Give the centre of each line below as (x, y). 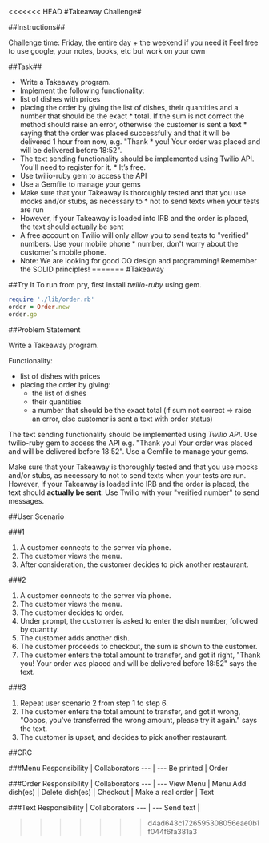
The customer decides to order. (72, 612)
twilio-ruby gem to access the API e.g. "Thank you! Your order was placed (131, 443)
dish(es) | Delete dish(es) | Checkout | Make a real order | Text (111, 792)
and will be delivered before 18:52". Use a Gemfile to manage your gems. (128, 451)
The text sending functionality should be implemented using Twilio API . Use (133, 434)
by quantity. (39, 629)
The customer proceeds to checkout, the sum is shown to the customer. (139, 646)
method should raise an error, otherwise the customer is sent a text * (133, 124)
